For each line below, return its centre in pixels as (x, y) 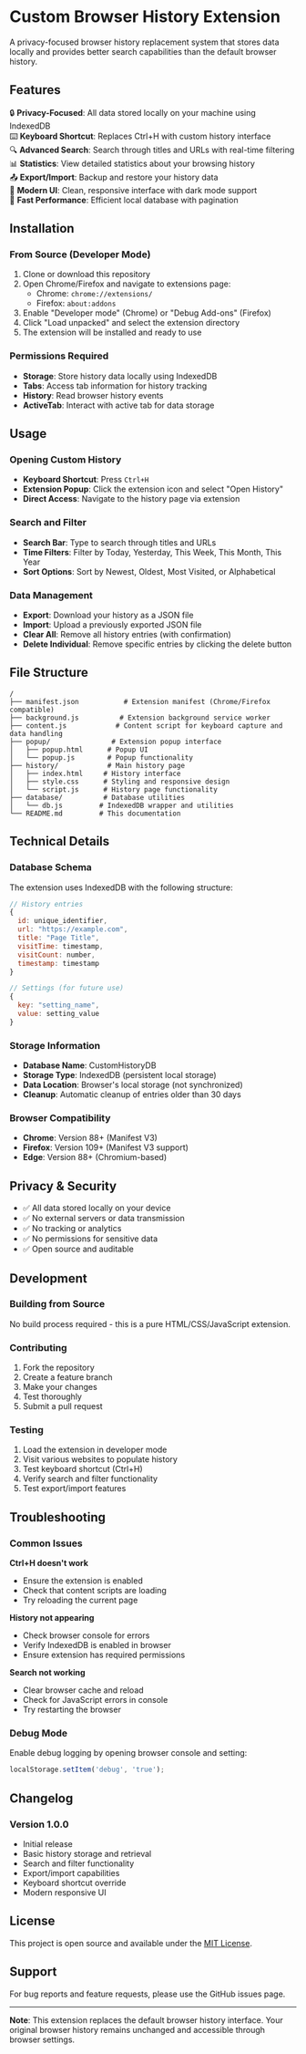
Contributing (38, 1347)
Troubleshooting (58, 1517)
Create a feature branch (67, 1377)
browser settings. (42, 2039)
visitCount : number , (56, 955)
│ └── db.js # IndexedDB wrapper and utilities (122, 805)
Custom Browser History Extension (145, 17)
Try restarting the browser (71, 1710)
